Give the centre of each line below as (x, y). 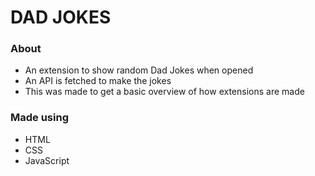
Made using (39, 118)
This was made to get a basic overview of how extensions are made (164, 92)
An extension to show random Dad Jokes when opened (139, 70)
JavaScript (47, 160)
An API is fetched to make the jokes (98, 81)
